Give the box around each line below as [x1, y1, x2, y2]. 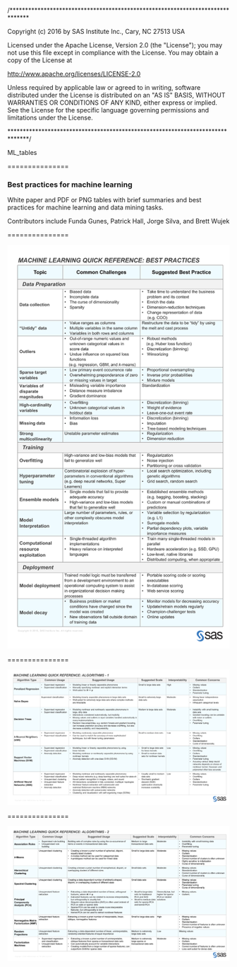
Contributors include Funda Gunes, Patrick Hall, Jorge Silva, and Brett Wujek [7, 217, 230, 226]
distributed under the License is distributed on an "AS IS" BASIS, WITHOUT [7, 91, 226, 99]
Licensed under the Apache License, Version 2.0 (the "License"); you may [7, 41, 223, 49]
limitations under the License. [7, 113, 93, 122]
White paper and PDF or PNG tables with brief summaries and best [7, 196, 202, 204]
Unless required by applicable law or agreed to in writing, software [7, 83, 201, 91]
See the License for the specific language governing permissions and [7, 106, 209, 114]
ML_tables [7, 149, 37, 156]
